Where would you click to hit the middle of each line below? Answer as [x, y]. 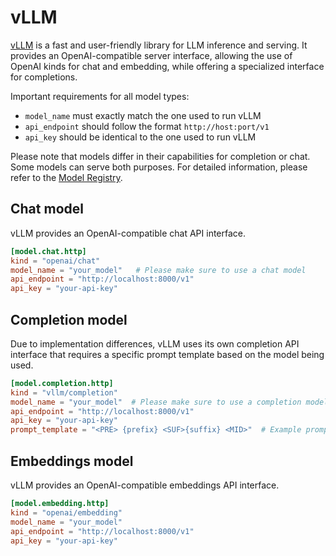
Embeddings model [72, 461]
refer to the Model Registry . [66, 177]
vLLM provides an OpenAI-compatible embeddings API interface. [145, 485]
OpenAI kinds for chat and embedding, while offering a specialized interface [167, 66]
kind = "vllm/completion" [64, 392]
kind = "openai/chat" [55, 261]
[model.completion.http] [62, 383]
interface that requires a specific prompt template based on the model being [167, 354]
